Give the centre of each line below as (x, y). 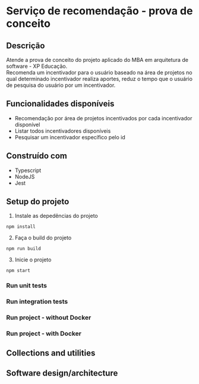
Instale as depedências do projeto (56, 216)
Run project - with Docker (44, 333)
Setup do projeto (38, 202)
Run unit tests (27, 286)
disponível (27, 124)
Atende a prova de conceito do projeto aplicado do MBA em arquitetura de (97, 60)
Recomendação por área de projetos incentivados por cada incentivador (103, 118)
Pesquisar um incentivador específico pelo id (70, 137)
